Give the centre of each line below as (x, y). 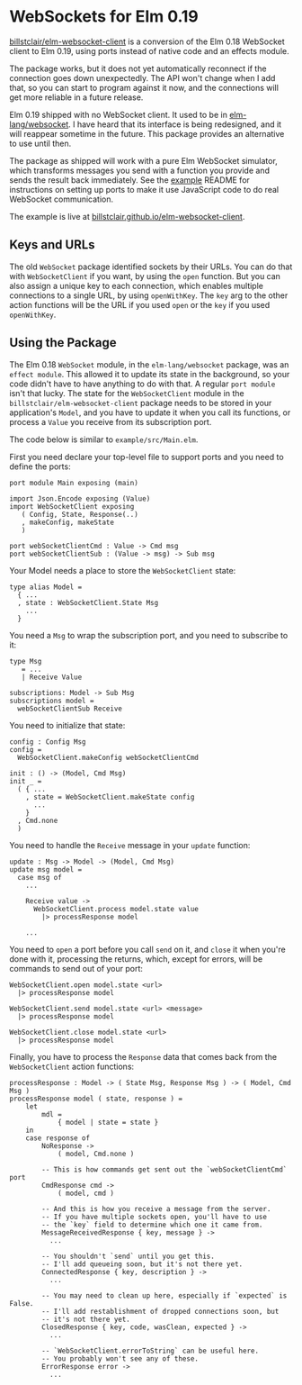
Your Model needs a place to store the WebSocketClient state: (123, 570)
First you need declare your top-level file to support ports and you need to (147, 457)
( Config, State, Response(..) (80, 514)
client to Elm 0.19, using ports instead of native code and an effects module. (149, 50)
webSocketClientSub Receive (70, 709)
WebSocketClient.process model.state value (116, 909)
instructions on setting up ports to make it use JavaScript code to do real (144, 189)
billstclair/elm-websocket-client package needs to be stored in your (141, 403)
